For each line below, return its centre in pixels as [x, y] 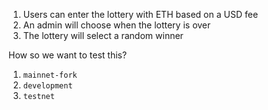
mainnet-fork [50, 75]
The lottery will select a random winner [103, 35]
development [47, 86]
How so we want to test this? [68, 55]
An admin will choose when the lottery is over [116, 25]
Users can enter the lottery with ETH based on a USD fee [140, 14]
